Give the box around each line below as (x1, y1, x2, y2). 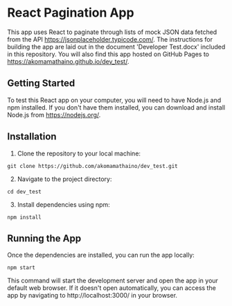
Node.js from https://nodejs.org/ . (7, 110, 101, 119)
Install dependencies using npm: (17, 200, 111, 209)
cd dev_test (7, 188, 42, 195)
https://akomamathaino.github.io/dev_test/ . (7, 57, 130, 65)
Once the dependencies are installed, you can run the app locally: (7, 251, 195, 260)
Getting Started (7, 78, 75, 90)
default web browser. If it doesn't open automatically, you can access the (7, 284, 216, 292)
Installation (7, 130, 57, 143)
